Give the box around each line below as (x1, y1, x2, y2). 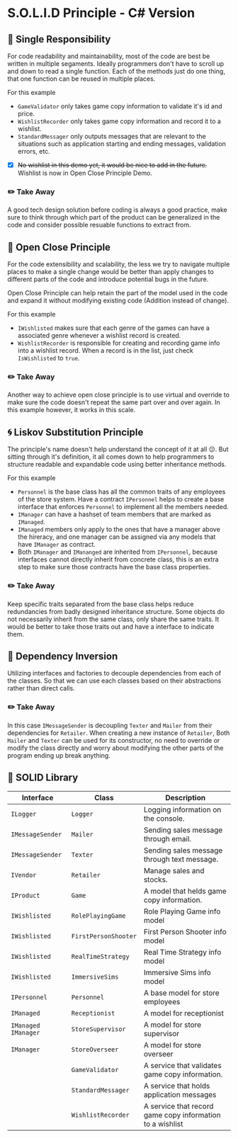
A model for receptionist (143, 1008, 225, 1018)
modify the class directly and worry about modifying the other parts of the (7, 744, 224, 752)
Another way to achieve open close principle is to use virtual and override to (7, 391, 230, 399)
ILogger (11, 809, 37, 818)
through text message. (143, 854, 219, 864)
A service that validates (143, 1060, 222, 1070)
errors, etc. (17, 147, 51, 155)
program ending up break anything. (7, 751, 111, 759)
